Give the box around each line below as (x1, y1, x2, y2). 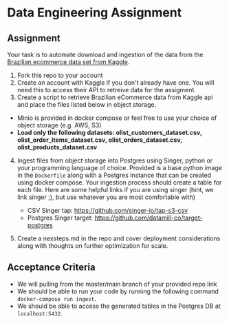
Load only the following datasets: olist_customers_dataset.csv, (17, 129, 202, 136)
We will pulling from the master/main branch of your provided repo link (17, 280, 218, 288)
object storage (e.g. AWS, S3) (17, 121, 102, 129)
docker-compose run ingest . (17, 294, 96, 302)
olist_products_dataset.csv (17, 143, 98, 151)
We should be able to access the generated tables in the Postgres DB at (17, 302, 221, 310)
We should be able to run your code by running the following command (17, 287, 219, 295)
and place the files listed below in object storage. (17, 101, 157, 108)
